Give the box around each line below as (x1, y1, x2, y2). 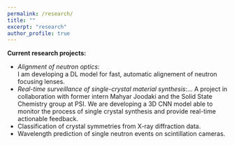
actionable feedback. (17, 115, 79, 123)
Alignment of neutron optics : (17, 62, 100, 71)
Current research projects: (7, 49, 87, 57)
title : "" (7, 17, 36, 24)
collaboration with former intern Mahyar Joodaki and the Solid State (17, 92, 213, 101)
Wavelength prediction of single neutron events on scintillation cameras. (17, 130, 226, 138)
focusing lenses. (17, 78, 65, 86)
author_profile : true (7, 29, 71, 37)
